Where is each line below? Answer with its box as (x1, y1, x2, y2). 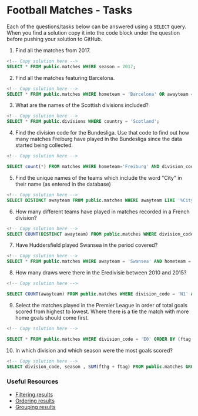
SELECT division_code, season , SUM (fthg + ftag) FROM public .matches (6, 364, 183, 370)
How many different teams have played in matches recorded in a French (15, 208, 190, 215)
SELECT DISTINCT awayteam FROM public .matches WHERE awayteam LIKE (6, 197, 176, 203)
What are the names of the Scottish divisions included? (15, 102, 149, 109)
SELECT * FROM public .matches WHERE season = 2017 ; (6, 63, 136, 69)
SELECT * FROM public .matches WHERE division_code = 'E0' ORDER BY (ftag (6, 336, 192, 342)
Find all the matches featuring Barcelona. (15, 74, 115, 81)
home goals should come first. (15, 314, 89, 321)
